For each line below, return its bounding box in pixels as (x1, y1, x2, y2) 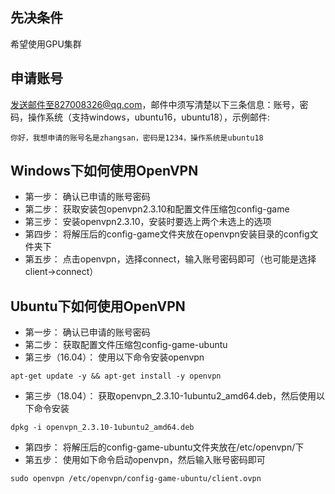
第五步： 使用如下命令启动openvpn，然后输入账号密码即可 (24, 454, 266, 466)
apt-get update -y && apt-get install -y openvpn (10, 371, 222, 382)
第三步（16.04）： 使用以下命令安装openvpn (24, 351, 205, 363)
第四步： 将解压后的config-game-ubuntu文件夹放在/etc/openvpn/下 (24, 441, 305, 453)
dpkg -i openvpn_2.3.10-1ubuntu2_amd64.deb (10, 423, 195, 433)
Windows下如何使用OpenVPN (10, 163, 199, 180)
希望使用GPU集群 (10, 38, 82, 50)
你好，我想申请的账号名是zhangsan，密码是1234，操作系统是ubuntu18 (10, 133, 264, 143)
